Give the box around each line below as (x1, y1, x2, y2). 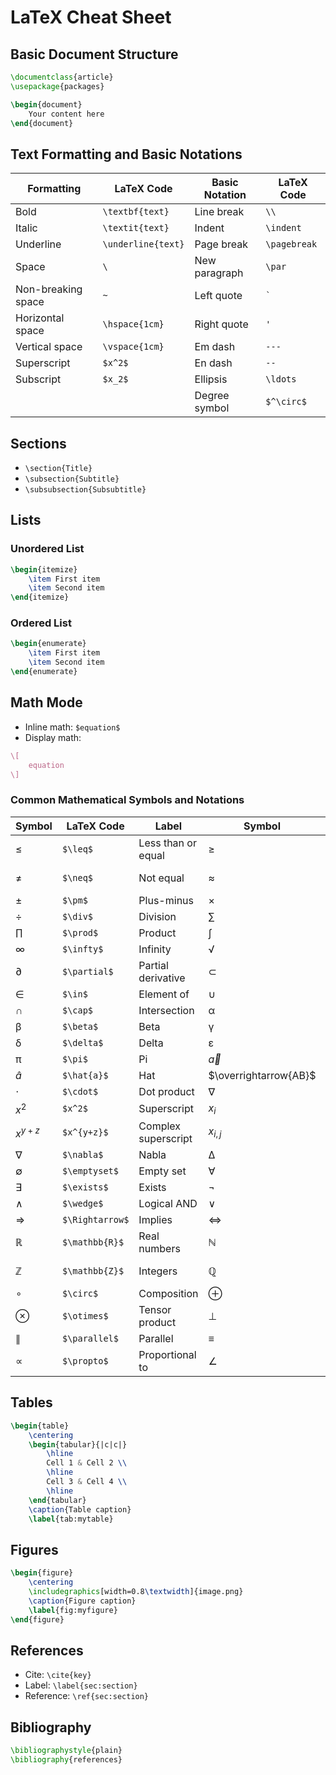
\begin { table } (10, 1421, 70, 1431)
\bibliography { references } (10, 1755, 123, 1765)
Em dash (194, 340, 236, 354)
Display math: (24, 731, 82, 743)
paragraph (194, 266, 244, 280)
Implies (138, 1213, 173, 1227)
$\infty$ (61, 943, 104, 955)
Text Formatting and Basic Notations (10, 146, 243, 163)
